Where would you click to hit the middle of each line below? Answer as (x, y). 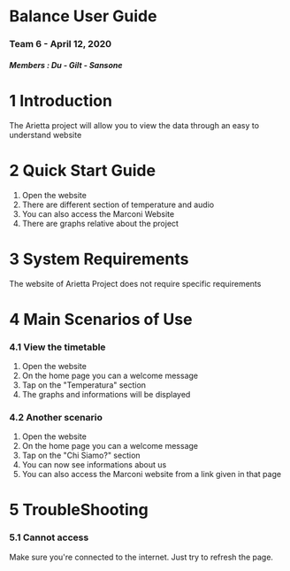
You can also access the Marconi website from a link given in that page (151, 475)
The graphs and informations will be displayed (106, 394)
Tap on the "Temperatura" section (84, 385)
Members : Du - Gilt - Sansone (66, 65)
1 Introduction (61, 100)
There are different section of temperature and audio (118, 204)
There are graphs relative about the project (100, 223)
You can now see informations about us (94, 465)
